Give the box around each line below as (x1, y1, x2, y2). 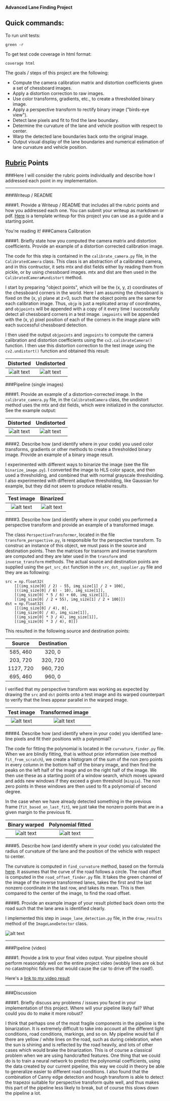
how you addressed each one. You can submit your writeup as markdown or (5, 207, 164, 213)
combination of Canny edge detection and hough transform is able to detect (5, 1074, 164, 1080)
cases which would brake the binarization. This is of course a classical (5, 1047, 152, 1053)
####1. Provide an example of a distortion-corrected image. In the (5, 391, 143, 397)
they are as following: (5, 569, 50, 575)
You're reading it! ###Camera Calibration (5, 228, 91, 234)
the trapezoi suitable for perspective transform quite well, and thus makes (5, 1079, 159, 1085)
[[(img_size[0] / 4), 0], (14, 605, 69, 610)
